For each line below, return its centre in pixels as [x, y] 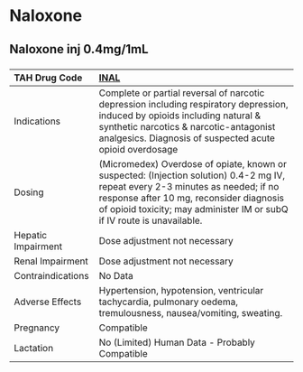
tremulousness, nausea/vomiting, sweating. [191, 312]
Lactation [34, 348]
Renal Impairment [51, 261]
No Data [116, 275]
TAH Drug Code [48, 78]
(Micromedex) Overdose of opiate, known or [193, 163]
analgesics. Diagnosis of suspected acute [187, 138]
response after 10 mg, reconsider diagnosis [192, 198]
